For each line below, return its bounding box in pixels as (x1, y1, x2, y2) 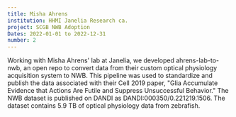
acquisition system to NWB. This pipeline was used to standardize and (7, 72, 213, 80)
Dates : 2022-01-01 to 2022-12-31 (7, 30, 106, 38)
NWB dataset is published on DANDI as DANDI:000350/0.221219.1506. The (7, 94, 225, 103)
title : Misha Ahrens (7, 10, 69, 18)
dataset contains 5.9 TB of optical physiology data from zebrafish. (7, 101, 201, 110)
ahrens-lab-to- (176, 56, 220, 65)
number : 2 (7, 37, 37, 44)
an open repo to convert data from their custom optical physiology (23, 64, 218, 72)
